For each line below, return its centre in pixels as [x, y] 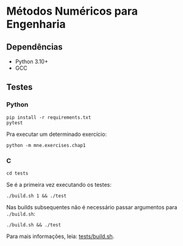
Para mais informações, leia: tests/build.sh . [60, 236]
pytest [15, 123]
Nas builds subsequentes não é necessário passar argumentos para [92, 207]
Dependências [34, 47]
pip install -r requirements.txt [49, 117]
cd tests [17, 173]
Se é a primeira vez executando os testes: [59, 184]
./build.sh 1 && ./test [37, 196]
